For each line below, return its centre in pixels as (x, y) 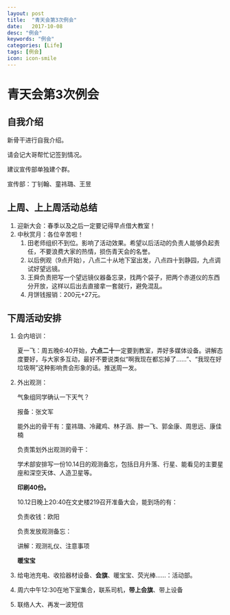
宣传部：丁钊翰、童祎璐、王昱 (49, 184)
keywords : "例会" (31, 39)
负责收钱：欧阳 (38, 517)
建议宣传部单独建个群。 (40, 169)
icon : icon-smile (32, 59)
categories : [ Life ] (35, 45)
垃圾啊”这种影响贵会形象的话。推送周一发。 (79, 368)
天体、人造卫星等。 (68, 473)
